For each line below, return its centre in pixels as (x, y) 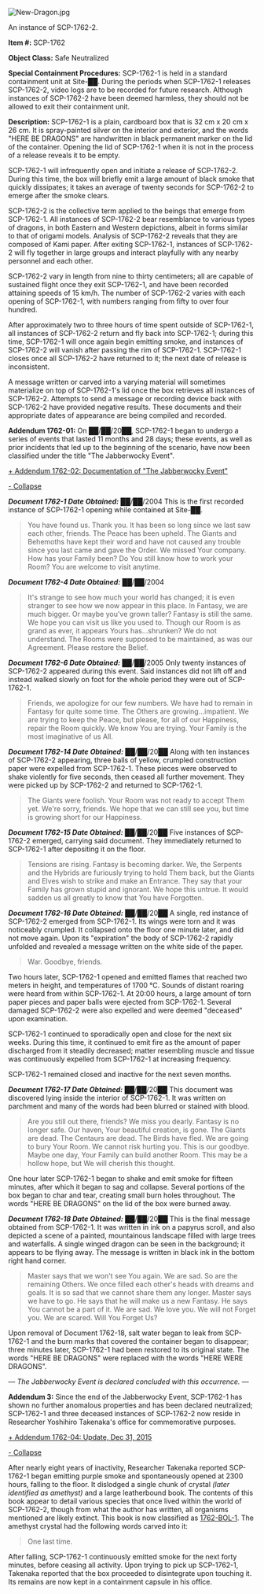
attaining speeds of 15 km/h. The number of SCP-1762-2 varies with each (127, 293)
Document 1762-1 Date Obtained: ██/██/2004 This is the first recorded (126, 501)
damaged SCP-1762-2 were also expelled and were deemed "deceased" (125, 1010)
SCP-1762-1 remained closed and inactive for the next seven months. (120, 1074)
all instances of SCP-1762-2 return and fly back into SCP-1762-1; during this (131, 333)
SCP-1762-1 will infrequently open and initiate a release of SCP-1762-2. (123, 170)
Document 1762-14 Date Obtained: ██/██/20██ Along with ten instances (129, 752)
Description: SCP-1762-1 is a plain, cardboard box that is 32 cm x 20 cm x (128, 122)
